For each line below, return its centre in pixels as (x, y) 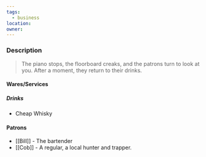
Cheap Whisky (34, 114)
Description (24, 51)
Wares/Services (27, 84)
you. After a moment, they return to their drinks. (82, 70)
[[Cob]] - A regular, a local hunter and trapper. (73, 148)
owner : (15, 29)
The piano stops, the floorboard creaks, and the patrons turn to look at (110, 64)
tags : (13, 12)
